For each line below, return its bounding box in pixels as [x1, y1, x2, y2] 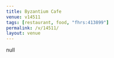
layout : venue [6, 30, 41, 36]
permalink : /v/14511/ [6, 25, 59, 31]
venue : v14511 [6, 14, 41, 20]
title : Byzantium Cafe [6, 8, 62, 15]
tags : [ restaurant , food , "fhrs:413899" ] [6, 19, 109, 25]
